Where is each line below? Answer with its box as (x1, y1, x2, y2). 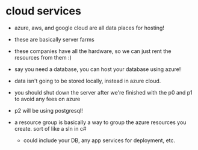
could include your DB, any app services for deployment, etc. (23, 137, 176, 144)
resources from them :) (14, 54, 72, 61)
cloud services (5, 4, 82, 18)
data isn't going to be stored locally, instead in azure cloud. (14, 77, 161, 84)
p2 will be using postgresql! (14, 107, 83, 114)
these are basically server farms (14, 36, 94, 43)
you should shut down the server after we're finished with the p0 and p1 (14, 89, 193, 96)
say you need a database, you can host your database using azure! (14, 65, 181, 73)
